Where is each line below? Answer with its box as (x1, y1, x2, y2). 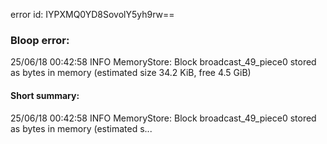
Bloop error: (10, 33, 70, 47)
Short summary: (10, 89, 80, 101)
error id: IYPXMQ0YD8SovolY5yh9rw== (10, 9, 175, 20)
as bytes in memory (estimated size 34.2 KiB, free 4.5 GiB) (10, 67, 252, 79)
